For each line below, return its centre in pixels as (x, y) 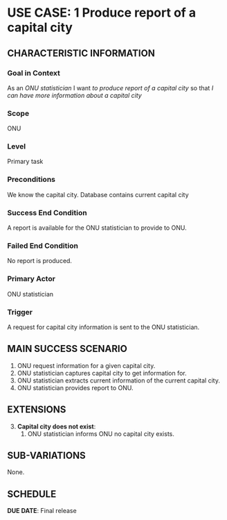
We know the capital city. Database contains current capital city (98, 194)
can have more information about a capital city (74, 95)
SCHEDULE (32, 494)
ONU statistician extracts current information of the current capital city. (118, 380)
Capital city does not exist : (56, 426)
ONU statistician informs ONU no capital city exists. (101, 434)
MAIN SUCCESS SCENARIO (67, 349)
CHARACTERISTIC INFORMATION (81, 53)
